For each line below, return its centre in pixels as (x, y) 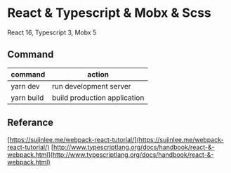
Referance (31, 123)
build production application (98, 98)
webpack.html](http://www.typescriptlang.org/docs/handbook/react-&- (111, 154)
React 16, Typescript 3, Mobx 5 (52, 32)
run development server (91, 86)
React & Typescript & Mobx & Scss (110, 13)
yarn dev (25, 86)
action (98, 74)
